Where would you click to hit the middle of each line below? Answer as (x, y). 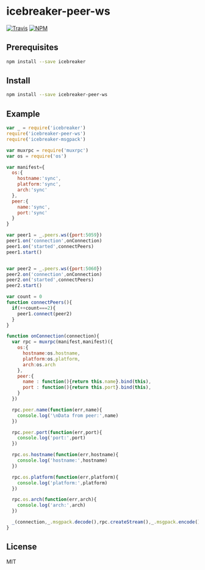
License (22, 547)
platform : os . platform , (51, 359)
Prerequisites (32, 47)
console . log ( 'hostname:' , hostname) (63, 460)
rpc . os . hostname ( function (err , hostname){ (65, 455)
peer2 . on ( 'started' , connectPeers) (50, 280)
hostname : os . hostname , (51, 353)
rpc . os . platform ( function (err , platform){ (65, 477)
